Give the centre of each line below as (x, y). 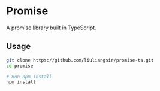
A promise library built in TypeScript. (52, 28)
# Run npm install (29, 77)
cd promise (20, 66)
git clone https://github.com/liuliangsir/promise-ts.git (80, 60)
